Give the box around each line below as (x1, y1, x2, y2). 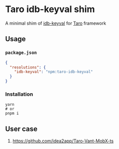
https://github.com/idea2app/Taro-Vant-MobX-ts (12, 138, 114, 144)
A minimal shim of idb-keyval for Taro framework (5, 20, 106, 26)
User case (5, 124, 38, 133)
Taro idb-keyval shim (5, 4, 95, 15)
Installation (5, 91, 34, 98)
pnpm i (5, 111, 19, 116)
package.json (5, 50, 37, 56)
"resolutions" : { (10, 64, 46, 70)
